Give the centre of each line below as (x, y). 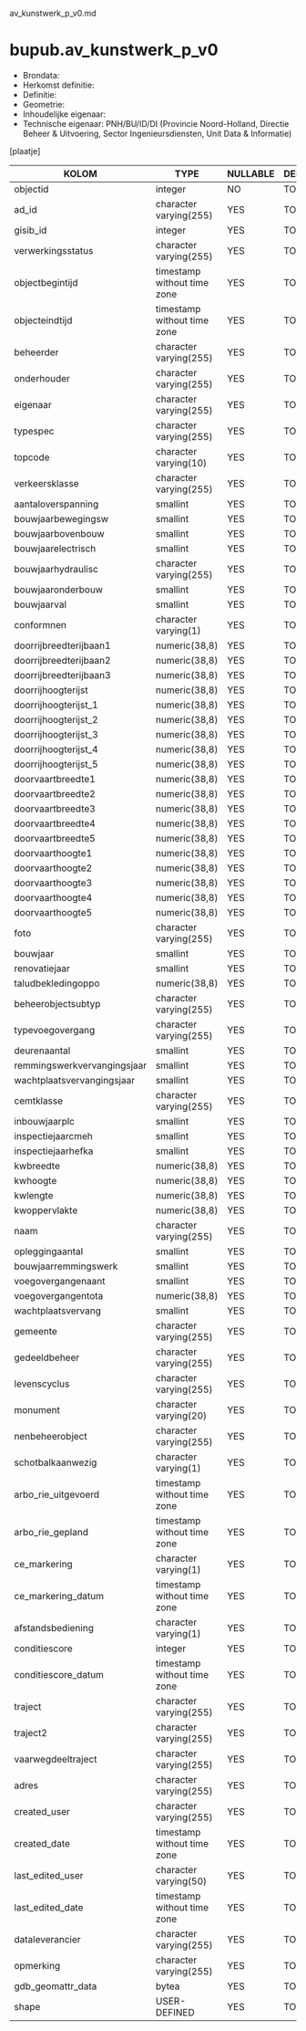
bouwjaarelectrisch (55, 549)
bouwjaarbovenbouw (59, 533)
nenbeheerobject (51, 1436)
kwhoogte (36, 1180)
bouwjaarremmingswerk (66, 1266)
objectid (31, 189)
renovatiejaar (42, 968)
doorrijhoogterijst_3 (56, 734)
